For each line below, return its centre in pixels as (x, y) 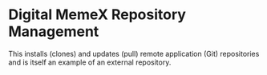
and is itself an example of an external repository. (90, 62)
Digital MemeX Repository (97, 15)
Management (54, 32)
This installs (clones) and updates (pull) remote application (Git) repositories (134, 53)
